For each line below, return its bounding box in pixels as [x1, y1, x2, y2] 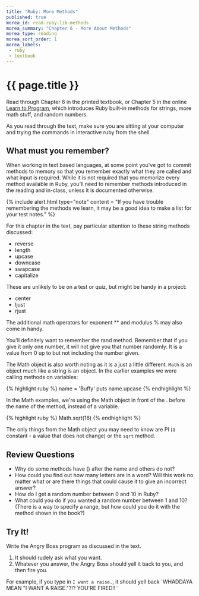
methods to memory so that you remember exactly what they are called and [6, 168, 192, 175]
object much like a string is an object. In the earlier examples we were [6, 367, 177, 374]
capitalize [14, 272, 39, 279]
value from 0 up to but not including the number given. [6, 349, 140, 357]
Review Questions [6, 449, 75, 459]
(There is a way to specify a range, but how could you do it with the [14, 503, 180, 510]
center [14, 295, 31, 302]
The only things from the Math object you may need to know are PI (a [6, 426, 176, 433]
